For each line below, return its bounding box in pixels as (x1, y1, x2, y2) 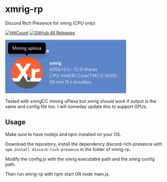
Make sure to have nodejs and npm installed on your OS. (5, 131, 121, 137)
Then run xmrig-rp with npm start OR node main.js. (5, 171, 110, 177)
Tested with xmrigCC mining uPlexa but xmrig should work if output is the (5, 98, 157, 104)
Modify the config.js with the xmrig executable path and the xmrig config (5, 156, 155, 162)
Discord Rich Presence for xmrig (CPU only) (5, 20, 96, 26)
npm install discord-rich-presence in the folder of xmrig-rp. (5, 146, 131, 152)
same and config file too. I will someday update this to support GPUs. (5, 103, 148, 109)
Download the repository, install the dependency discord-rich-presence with (5, 141, 163, 147)
